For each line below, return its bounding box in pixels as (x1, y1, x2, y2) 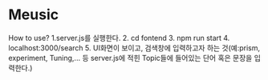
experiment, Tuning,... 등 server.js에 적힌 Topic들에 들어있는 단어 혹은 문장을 (8, 53, 253, 62)
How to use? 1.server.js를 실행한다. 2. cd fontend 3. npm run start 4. (8, 33, 230, 42)
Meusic (8, 6, 59, 24)
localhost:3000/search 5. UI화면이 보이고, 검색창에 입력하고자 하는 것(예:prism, (8, 42, 261, 53)
